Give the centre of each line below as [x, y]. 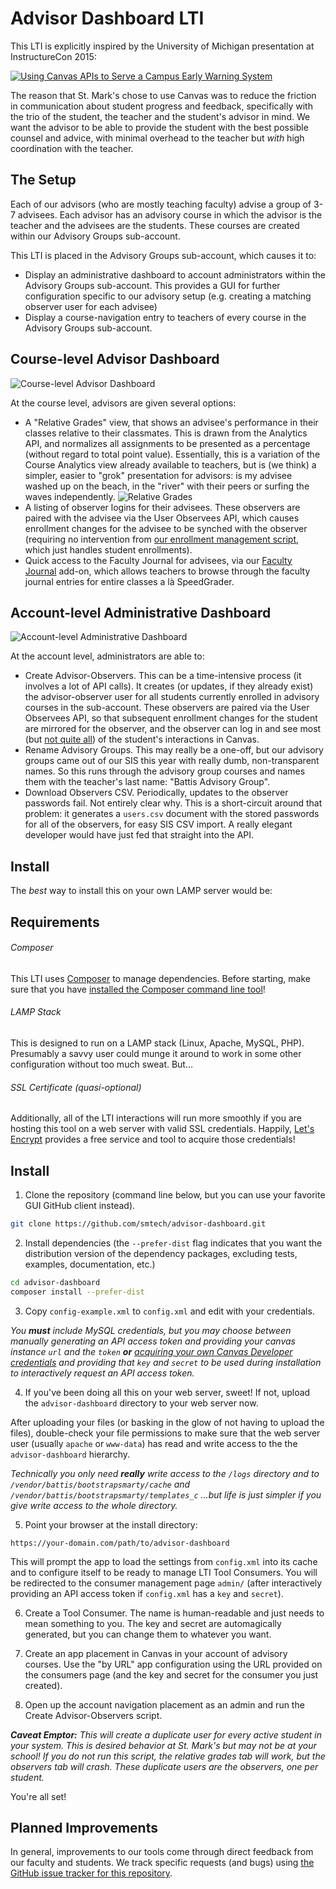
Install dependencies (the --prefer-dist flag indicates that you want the [173, 1243]
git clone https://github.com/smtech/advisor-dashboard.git [138, 1224]
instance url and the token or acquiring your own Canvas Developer [151, 1351]
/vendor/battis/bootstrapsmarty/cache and [100, 1484]
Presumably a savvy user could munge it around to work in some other [156, 1053]
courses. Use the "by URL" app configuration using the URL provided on [173, 1664]
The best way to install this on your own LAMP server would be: [141, 891]
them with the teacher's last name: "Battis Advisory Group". [147, 782]
